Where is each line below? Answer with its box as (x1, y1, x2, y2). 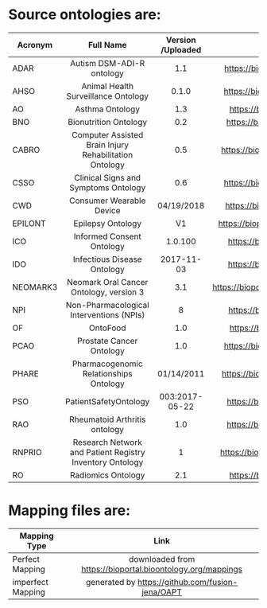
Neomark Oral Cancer (66, 276, 149, 287)
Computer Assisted (71, 129, 144, 140)
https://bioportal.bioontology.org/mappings (81, 563, 243, 575)
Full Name (87, 39, 127, 50)
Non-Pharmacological (65, 299, 149, 310)
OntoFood (88, 322, 126, 333)
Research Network (72, 436, 143, 447)
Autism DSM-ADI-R (70, 57, 145, 68)
